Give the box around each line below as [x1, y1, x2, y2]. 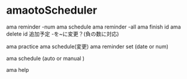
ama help [6, 66, 29, 73]
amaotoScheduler [6, 4, 98, 17]
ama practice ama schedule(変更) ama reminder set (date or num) [6, 43, 169, 50]
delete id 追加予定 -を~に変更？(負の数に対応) [6, 30, 119, 37]
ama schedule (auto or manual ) [6, 55, 85, 62]
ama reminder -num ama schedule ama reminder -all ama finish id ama [6, 23, 181, 30]
